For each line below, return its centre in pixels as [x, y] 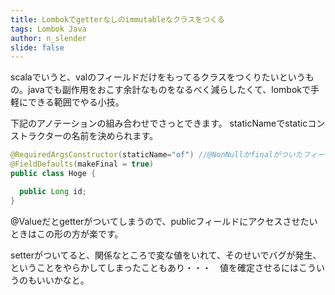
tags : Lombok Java [48, 29]
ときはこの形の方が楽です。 [67, 233]
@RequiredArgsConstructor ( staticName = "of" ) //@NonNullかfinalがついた [156, 155]
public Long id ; [53, 191]
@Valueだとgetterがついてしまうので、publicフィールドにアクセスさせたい [164, 221]
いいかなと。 [63, 280]
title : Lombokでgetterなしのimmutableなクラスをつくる [117, 19]
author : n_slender [48, 38]
